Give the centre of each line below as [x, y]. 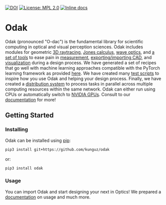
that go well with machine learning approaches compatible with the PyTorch [83, 68]
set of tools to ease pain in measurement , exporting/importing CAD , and [79, 57]
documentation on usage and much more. [48, 197]
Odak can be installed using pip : [38, 140]
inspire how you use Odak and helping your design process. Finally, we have [83, 78]
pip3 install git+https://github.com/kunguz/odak [57, 149]
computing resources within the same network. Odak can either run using [80, 89]
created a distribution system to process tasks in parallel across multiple [79, 84]
